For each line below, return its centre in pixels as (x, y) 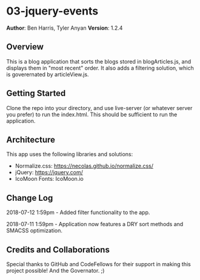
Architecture (31, 139)
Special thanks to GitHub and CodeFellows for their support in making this (98, 264)
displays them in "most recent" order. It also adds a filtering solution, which (100, 68)
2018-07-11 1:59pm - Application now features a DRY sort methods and (95, 224)
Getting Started (36, 93)
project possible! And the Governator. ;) (55, 271)
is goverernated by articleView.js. (48, 74)
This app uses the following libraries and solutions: (70, 154)
